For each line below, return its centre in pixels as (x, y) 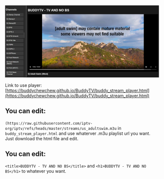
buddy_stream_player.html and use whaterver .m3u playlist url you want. (78, 133)
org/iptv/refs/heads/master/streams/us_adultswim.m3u (61, 128)
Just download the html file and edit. (42, 138)
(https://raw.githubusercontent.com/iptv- (49, 123)
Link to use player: (24, 85)
